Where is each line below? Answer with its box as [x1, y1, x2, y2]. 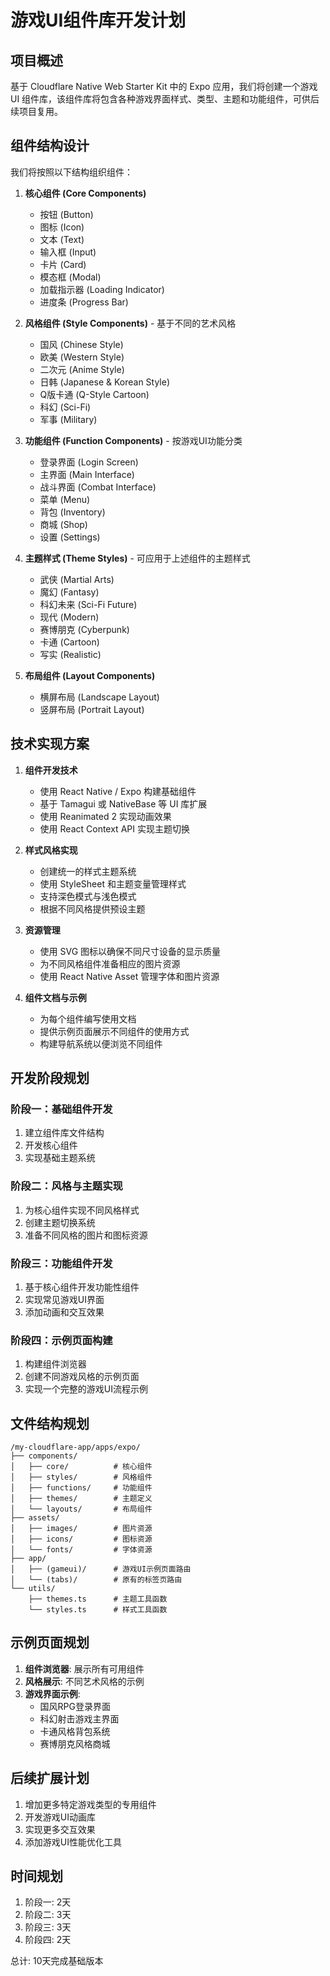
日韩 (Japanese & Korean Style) [39, 376, 171, 388]
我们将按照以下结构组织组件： [10, 166, 133, 178]
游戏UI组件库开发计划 [10, 9, 187, 32]
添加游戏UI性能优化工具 [24, 1836, 122, 1848]
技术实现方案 [10, 736, 90, 753]
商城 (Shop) [39, 518, 88, 530]
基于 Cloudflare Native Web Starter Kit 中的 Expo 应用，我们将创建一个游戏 [10, 81, 318, 92]
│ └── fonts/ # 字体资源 [10, 1545, 153, 1555]
